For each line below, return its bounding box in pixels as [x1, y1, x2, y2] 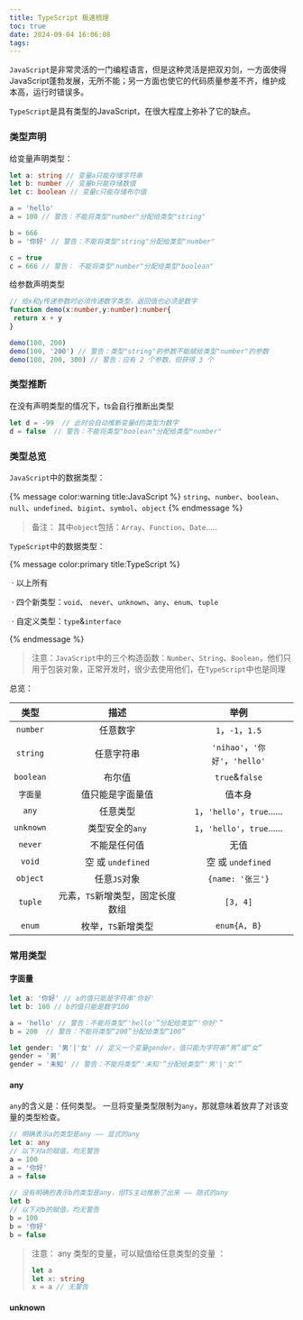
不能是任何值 [89, 839, 145, 851]
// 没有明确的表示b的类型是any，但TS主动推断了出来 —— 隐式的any [9, 1188, 229, 1197]
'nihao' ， [211, 740, 254, 753]
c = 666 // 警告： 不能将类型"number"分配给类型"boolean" [9, 261, 215, 270]
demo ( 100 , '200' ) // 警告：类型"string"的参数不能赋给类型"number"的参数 [9, 346, 269, 356]
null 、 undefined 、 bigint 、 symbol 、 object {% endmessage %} [9, 502, 243, 513]
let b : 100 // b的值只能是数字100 [9, 1002, 130, 1011]
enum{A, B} [215, 921, 262, 930]
